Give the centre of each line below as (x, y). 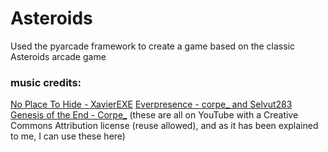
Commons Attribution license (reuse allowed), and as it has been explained (164, 126)
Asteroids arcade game (58, 56)
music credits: (46, 82)
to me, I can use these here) (68, 136)
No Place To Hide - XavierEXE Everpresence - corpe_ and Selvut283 (151, 104)
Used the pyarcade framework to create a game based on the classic (153, 46)
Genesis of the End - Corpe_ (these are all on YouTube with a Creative (154, 115)
